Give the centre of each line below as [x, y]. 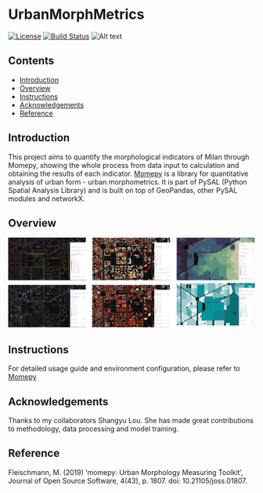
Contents [31, 61]
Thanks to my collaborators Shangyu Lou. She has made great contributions [131, 421]
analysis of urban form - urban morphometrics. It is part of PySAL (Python [128, 181]
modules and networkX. [47, 199]
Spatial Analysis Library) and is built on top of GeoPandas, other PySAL [123, 190]
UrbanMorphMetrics [76, 15]
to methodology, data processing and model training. [94, 429]
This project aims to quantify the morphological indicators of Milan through [129, 157]
